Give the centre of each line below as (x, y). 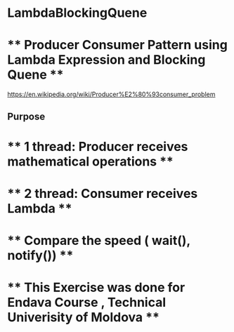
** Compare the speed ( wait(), (99, 241)
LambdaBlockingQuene (77, 13)
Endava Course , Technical (87, 303)
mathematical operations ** (90, 161)
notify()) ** (40, 256)
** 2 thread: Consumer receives (103, 193)
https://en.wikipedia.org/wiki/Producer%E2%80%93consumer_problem (111, 94)
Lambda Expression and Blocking (106, 60)
